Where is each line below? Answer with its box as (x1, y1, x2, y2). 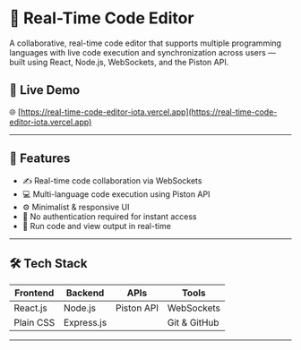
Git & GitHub (167, 317, 219, 329)
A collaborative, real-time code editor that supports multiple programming (9, 38, 282, 48)
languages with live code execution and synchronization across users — (9, 47, 276, 57)
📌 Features (9, 151, 71, 166)
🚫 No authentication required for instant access (21, 210, 197, 222)
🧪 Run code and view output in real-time (21, 220, 172, 231)
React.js (13, 302, 47, 314)
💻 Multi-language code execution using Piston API (21, 188, 211, 200)
